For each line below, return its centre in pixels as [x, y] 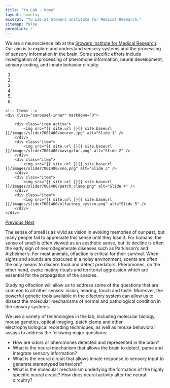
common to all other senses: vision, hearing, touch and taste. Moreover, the [84, 291]
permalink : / [19, 29]
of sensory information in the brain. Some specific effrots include [73, 54]
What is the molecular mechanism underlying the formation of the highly [88, 369]
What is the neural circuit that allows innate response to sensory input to [88, 359]
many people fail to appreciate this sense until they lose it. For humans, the [83, 238]
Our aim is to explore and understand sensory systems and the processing [83, 49]
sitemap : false [21, 24]
